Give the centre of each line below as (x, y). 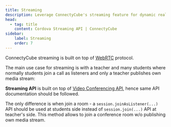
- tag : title (24, 24)
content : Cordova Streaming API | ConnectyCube (66, 29)
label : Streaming (33, 39)
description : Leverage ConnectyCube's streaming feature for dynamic (81, 15)
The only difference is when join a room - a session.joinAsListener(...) (82, 104)
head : (11, 19)
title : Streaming (24, 10)
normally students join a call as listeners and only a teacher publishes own (83, 73)
